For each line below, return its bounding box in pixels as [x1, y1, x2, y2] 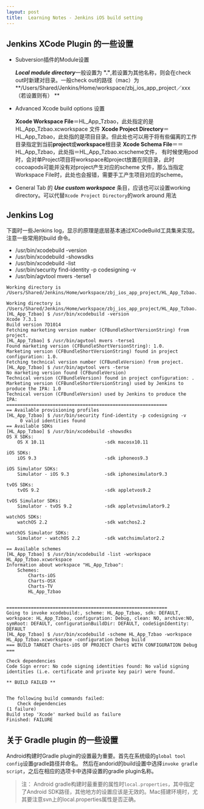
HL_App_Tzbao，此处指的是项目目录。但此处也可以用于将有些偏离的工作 [15, 133, 197, 140]
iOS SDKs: [6, 450, 32, 456]
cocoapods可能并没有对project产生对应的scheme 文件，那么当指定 [15, 164, 184, 171]
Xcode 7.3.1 [6, 317, 37, 323]
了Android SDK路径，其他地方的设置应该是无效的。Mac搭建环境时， [21, 788, 193, 795]
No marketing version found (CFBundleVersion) [6, 370, 127, 376]
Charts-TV [28, 583, 53, 589]
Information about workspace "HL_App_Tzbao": [6, 562, 124, 568]
